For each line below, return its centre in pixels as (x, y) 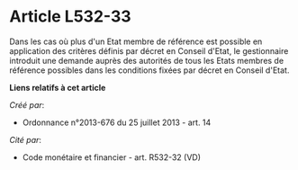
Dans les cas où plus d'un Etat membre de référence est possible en (136, 41)
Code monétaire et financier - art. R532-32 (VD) (111, 157)
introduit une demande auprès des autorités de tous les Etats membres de (147, 60)
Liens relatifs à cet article (58, 87)
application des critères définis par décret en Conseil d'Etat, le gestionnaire (149, 50)
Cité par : (26, 139)
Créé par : (27, 104)
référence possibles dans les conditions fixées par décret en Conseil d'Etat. (149, 70)
